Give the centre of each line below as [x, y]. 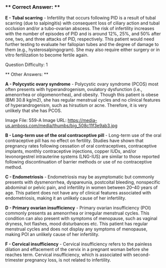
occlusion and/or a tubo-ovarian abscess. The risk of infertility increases [80, 28]
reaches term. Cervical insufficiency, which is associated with [69, 255]
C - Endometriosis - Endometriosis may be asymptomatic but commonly [80, 177]
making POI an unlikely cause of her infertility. [52, 234]
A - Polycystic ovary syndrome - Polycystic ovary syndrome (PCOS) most [82, 84]
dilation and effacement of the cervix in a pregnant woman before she [77, 249]
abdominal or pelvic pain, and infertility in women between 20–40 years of [82, 187]
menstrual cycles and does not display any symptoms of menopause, [76, 229]
